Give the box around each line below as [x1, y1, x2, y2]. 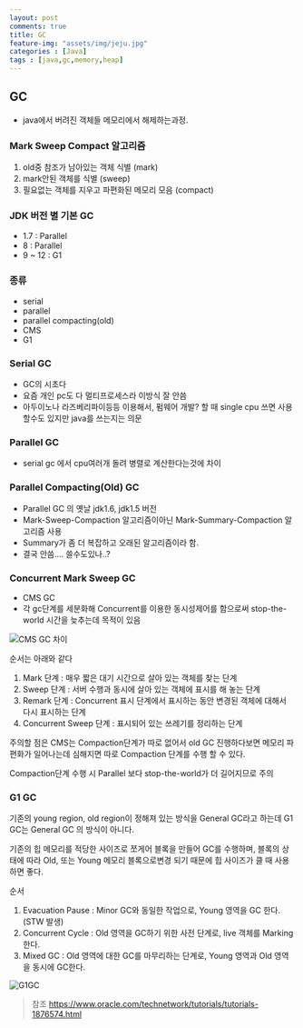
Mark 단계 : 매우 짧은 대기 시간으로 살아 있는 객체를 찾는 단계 [22, 672, 238, 683]
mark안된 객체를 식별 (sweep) [22, 174, 131, 185]
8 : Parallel [22, 240, 63, 251]
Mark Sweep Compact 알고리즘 [9, 139, 146, 152]
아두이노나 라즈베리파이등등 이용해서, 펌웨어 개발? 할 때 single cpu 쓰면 [22, 402, 277, 412]
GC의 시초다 [22, 379, 66, 389]
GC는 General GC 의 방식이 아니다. [9, 824, 134, 835]
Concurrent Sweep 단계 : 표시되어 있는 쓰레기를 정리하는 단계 [22, 717, 243, 728]
